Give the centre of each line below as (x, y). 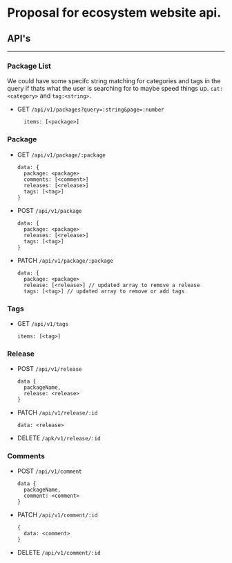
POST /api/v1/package (49, 210)
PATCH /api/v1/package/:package (65, 260)
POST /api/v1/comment (49, 471)
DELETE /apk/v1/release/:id (59, 438)
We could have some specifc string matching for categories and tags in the (114, 81)
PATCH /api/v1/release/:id (57, 413)
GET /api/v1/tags (43, 323)
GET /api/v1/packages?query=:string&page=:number (90, 110)
